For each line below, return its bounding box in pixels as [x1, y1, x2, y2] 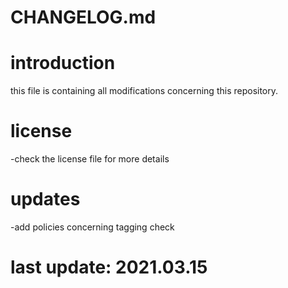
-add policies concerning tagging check [10, 221, 175, 233]
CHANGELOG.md [10, 6, 157, 29]
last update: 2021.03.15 [10, 256, 208, 279]
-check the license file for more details [10, 153, 170, 165]
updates [10, 188, 81, 211]
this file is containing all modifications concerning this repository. [10, 85, 279, 97]
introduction [10, 52, 116, 75]
